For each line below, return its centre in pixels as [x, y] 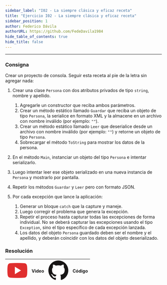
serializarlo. [24, 163]
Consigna [17, 65]
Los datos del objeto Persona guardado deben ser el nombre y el [85, 233]
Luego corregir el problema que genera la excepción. [74, 212]
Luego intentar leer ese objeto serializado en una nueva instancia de [82, 172]
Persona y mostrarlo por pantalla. [46, 178]
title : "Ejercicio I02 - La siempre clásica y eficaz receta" [71, 16]
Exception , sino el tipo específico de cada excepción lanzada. [83, 228]
